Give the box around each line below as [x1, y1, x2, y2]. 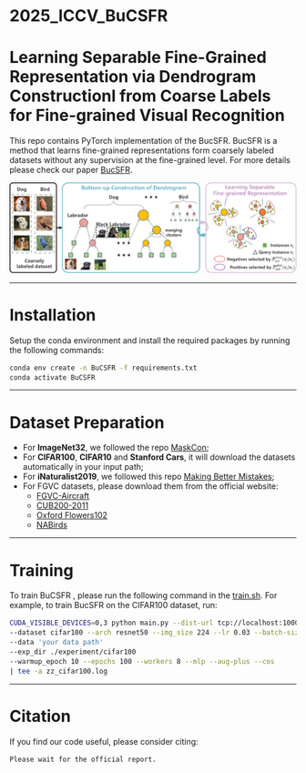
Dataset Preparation [9, 412, 165, 432]
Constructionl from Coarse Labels [9, 86, 271, 107]
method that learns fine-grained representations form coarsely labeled [9, 145, 275, 156]
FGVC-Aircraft [36, 491, 89, 502]
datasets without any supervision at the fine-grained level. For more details [9, 155, 291, 166]
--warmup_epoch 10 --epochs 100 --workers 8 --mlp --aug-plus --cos [9, 656, 275, 666]
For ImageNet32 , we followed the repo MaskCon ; [22, 442, 209, 453]
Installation [9, 304, 97, 325]
